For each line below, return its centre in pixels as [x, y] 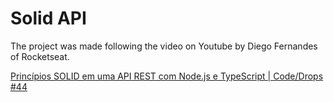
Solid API [48, 18]
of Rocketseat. [40, 56]
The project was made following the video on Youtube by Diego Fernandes [164, 46]
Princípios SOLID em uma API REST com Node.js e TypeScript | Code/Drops [167, 76]
